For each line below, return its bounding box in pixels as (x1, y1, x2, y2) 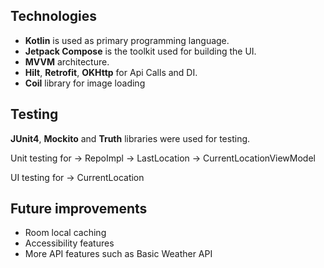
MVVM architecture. (24, 55, 110, 68)
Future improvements (10, 200, 148, 218)
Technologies (10, 8, 98, 25)
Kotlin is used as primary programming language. (24, 34, 230, 46)
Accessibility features (24, 237, 115, 249)
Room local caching (24, 227, 107, 239)
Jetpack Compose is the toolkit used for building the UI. (24, 45, 257, 57)
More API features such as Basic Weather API (24, 248, 213, 260)
